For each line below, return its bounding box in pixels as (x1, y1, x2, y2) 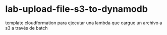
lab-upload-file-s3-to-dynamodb (5, 3, 148, 15)
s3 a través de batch (5, 25, 48, 31)
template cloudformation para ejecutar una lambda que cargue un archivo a (5, 20, 162, 26)
